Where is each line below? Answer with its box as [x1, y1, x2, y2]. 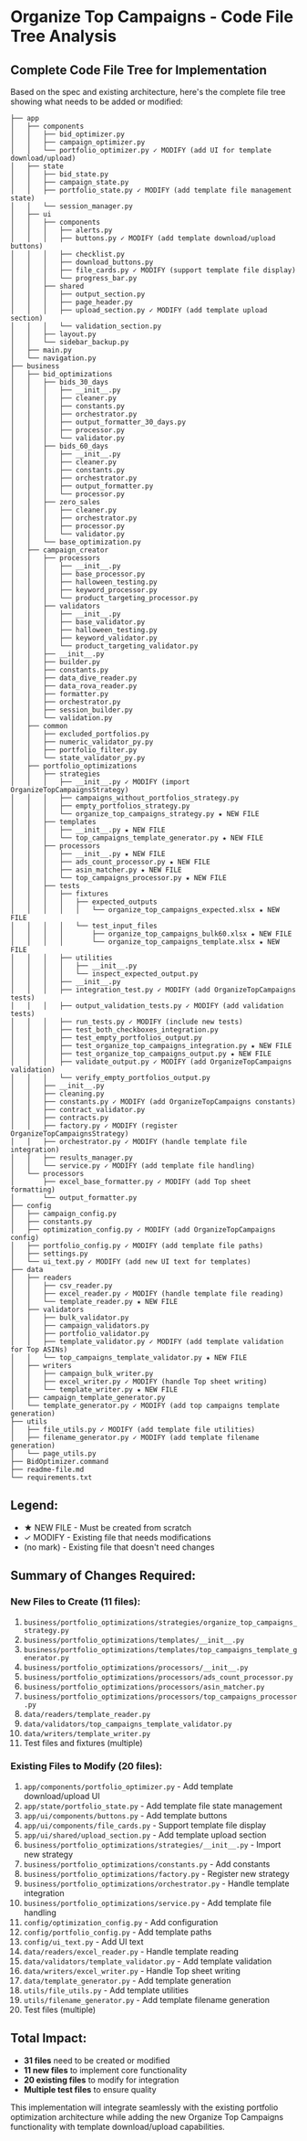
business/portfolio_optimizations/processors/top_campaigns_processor [23, 1692, 298, 1701]
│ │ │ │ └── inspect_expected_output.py [10, 970, 199, 979]
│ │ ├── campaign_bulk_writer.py [10, 1369, 154, 1378]
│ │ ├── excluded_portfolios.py [10, 729, 149, 738]
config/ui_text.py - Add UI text [23, 1935, 144, 1947]
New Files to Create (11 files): [10, 1595, 141, 1608]
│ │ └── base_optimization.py [10, 537, 142, 546]
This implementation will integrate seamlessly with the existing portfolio [10, 2102, 279, 2113]
